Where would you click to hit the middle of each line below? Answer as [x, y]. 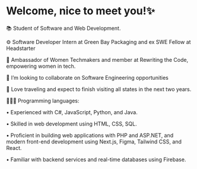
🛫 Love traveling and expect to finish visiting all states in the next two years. [99, 89]
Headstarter [21, 48]
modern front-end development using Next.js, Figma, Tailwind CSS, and [94, 142]
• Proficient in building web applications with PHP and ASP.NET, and [90, 135]
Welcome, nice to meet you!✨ [81, 11]
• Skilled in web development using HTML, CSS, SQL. [72, 124]
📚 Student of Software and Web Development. [63, 28]
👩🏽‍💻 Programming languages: [43, 101]
